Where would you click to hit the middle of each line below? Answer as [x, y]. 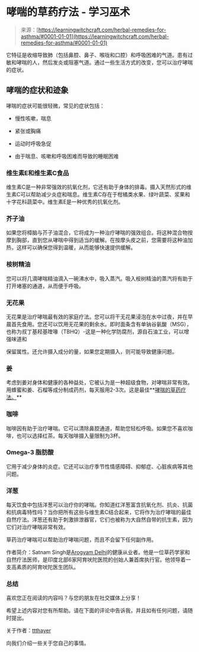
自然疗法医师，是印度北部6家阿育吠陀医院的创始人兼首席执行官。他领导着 [96, 560]
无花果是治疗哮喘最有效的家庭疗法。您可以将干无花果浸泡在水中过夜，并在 [97, 317]
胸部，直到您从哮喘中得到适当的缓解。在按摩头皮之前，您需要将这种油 [102, 240]
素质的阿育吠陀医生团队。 [47, 567]
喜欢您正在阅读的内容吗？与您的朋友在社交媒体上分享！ [73, 598]
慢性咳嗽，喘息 [33, 118]
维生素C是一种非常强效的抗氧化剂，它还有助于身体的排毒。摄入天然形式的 [96, 187]
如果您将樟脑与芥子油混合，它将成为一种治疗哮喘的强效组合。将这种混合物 [97, 233]
